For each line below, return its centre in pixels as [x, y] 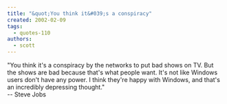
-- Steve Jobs [27, 94]
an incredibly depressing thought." [56, 87]
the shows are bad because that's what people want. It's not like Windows [112, 72]
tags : [15, 26]
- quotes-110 [32, 33]
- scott [24, 45]
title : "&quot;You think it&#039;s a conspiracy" [80, 13]
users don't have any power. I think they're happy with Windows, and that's [113, 80]
